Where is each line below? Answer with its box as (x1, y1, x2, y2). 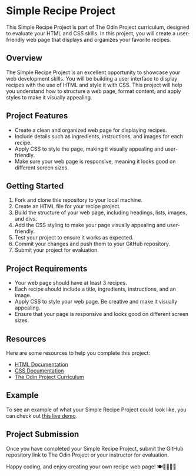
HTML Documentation (14, 361, 69, 368)
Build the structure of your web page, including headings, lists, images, (14, 209, 187, 216)
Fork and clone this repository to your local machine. (14, 197, 143, 204)
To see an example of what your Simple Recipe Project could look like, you (6, 406, 187, 413)
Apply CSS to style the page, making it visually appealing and (14, 145, 164, 152)
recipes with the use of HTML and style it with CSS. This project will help (6, 81, 182, 88)
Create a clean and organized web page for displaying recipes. (14, 127, 167, 134)
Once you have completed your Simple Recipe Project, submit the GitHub (6, 445, 184, 452)
